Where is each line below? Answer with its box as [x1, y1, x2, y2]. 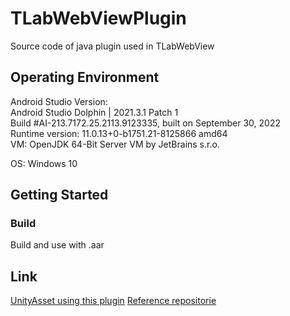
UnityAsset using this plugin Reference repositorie [10, 295, 217, 307]
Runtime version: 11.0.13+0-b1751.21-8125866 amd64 [10, 127, 228, 139]
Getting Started [10, 187, 109, 204]
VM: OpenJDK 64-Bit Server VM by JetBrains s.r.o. [10, 138, 220, 150]
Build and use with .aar [10, 239, 105, 251]
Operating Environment [10, 69, 160, 86]
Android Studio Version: [10, 95, 108, 107]
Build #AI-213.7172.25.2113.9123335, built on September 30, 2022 [10, 117, 281, 129]
